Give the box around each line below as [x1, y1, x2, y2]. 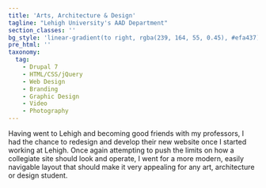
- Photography [22, 107, 69, 115]
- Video [22, 100, 47, 107]
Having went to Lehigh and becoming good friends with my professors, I [8, 129, 245, 138]
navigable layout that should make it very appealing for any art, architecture [8, 163, 255, 171]
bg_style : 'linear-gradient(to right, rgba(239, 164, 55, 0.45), [8, 33, 228, 42]
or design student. [8, 171, 68, 180]
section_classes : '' [8, 26, 77, 34]
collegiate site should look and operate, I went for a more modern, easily [8, 154, 244, 163]
